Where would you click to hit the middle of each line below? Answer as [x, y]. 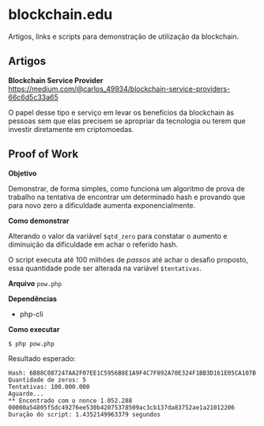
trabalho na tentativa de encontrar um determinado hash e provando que [127, 197]
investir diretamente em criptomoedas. [71, 129]
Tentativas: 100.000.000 [49, 386]
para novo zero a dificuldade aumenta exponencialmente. [102, 205]
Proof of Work [43, 155]
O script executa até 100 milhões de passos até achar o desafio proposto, [128, 259]
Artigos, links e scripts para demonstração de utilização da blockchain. [124, 36]
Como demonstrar [39, 221]
